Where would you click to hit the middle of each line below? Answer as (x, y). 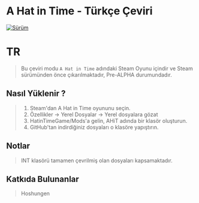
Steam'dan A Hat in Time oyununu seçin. (80, 108)
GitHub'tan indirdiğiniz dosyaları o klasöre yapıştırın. (94, 127)
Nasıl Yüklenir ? (36, 94)
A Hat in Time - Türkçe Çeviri (79, 11)
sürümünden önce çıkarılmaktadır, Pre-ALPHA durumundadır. (96, 75)
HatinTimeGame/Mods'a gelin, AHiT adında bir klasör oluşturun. (108, 120)
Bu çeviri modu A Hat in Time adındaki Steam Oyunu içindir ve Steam (107, 68)
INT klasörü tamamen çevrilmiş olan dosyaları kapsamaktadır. (97, 160)
